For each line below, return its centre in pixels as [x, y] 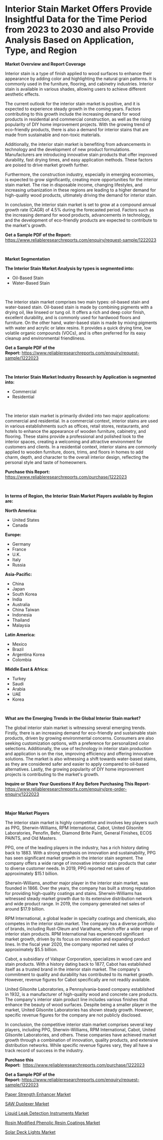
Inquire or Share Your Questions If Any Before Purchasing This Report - [78, 784]
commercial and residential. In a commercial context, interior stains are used [81, 421]
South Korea [25, 594]
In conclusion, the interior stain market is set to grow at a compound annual [81, 204]
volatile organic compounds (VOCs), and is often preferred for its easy [75, 333]
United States [26, 520]
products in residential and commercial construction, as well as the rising [78, 119]
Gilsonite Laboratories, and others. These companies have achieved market [81, 1035]
